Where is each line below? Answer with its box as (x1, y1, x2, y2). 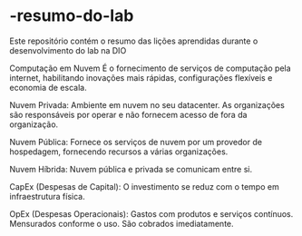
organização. (9, 119, 59, 130)
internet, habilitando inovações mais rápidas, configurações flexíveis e (9, 72, 273, 83)
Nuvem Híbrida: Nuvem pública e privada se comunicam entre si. (9, 163, 253, 174)
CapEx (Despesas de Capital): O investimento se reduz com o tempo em (9, 181, 279, 192)
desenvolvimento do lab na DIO (9, 44, 127, 55)
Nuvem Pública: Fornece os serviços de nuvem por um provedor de (9, 136, 263, 147)
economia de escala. (9, 82, 88, 93)
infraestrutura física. (9, 191, 85, 202)
